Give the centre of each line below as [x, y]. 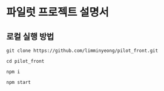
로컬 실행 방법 [30, 36]
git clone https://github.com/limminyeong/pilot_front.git [82, 51]
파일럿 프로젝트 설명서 [57, 12]
